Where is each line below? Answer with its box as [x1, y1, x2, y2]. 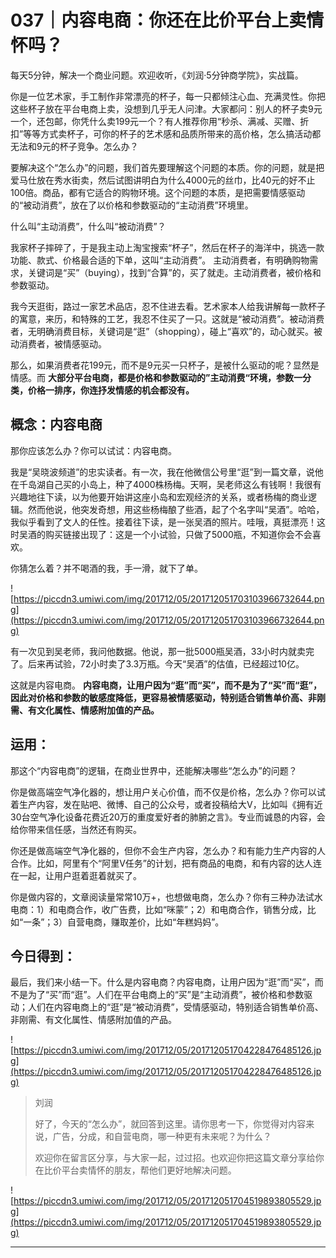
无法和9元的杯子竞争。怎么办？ [10, 140, 139, 152]
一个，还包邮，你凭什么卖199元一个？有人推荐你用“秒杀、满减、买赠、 [10, 115, 301, 127]
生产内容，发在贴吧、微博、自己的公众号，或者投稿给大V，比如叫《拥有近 [18, 798, 323, 810]
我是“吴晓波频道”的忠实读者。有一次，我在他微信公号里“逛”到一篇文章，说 [10, 466, 315, 478]
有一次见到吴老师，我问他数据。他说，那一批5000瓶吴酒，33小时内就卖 [10, 645, 307, 657]
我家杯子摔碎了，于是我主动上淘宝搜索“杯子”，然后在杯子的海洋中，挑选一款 [10, 241, 325, 253]
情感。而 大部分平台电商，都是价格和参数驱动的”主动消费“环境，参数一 [10, 371, 303, 383]
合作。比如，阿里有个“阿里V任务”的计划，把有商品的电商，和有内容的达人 [10, 857, 313, 869]
